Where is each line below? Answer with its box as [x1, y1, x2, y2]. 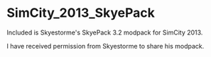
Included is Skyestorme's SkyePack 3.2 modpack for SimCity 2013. [6, 28, 203, 37]
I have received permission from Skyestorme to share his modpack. [6, 42, 205, 50]
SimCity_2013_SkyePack [6, 5, 156, 21]
